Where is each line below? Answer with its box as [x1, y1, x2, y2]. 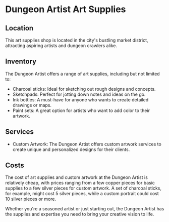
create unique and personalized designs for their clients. [12, 146, 130, 153]
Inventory [5, 57, 37, 66]
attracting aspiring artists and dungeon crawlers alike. [5, 43, 118, 49]
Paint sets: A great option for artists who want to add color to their [12, 107, 150, 114]
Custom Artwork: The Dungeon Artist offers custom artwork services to [12, 141, 161, 147]
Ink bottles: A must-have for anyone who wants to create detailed [12, 96, 149, 102]
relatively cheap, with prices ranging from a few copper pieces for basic [5, 180, 155, 186]
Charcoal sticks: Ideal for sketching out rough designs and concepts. [12, 86, 156, 92]
